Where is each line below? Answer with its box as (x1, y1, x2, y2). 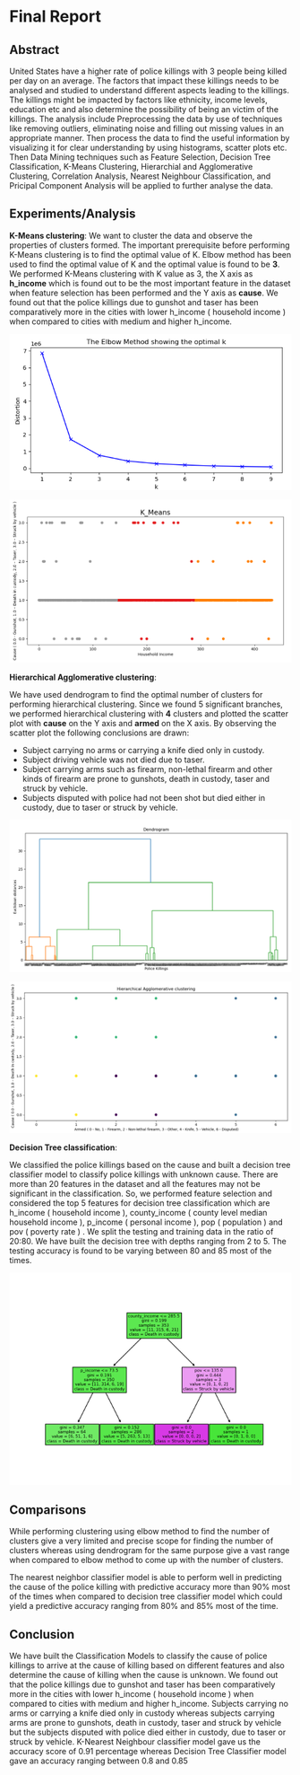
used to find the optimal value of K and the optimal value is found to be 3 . (9, 259, 280, 269)
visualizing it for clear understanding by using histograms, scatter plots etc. (9, 142, 287, 153)
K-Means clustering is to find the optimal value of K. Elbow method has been (9, 249, 292, 259)
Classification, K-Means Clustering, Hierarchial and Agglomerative (9, 162, 253, 171)
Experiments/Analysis (9, 206, 136, 222)
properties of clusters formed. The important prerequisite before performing (9, 240, 290, 250)
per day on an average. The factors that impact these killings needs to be (9, 75, 279, 86)
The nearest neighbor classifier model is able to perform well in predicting (9, 1572, 282, 1583)
